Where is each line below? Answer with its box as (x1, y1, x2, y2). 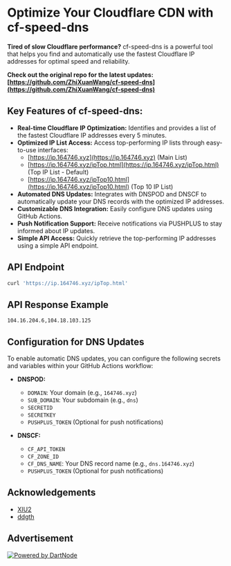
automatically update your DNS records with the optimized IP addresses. (17, 197, 225, 206)
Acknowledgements (7, 486, 96, 499)
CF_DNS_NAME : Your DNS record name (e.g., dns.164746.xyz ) (27, 459, 195, 468)
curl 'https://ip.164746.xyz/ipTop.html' (7, 280, 129, 286)
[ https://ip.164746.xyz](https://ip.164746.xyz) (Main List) (27, 153, 188, 161)
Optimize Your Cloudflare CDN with (7, 5, 214, 21)
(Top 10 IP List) (131, 182, 174, 191)
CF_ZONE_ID (27, 453, 59, 461)
